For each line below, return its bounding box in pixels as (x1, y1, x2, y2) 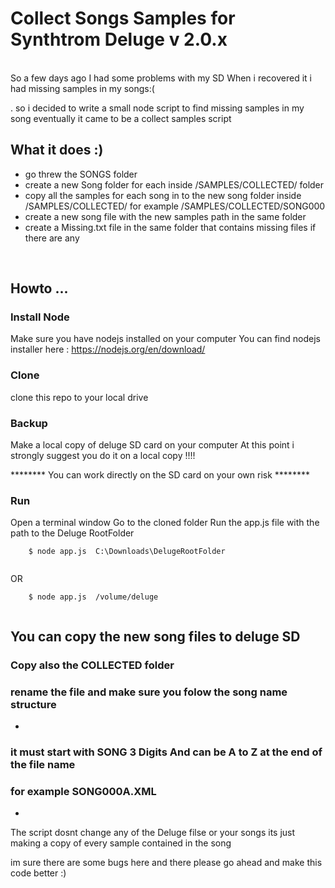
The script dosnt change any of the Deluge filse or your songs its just (10, 827, 296, 839)
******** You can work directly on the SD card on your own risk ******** (10, 469, 310, 481)
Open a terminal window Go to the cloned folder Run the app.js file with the (10, 517, 320, 529)
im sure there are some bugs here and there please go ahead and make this (10, 857, 323, 869)
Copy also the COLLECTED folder (10, 658, 175, 672)
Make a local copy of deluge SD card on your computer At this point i (10, 439, 295, 451)
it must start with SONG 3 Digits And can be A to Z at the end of (10, 745, 323, 759)
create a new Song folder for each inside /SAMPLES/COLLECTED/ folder (24, 178, 325, 191)
